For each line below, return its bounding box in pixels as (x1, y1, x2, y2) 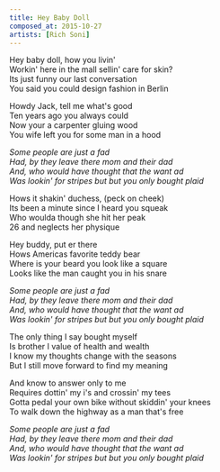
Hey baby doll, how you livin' (9, 55, 117, 66)
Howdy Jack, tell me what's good (9, 101, 133, 112)
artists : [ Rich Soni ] (9, 30, 91, 39)
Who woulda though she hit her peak (9, 213, 146, 223)
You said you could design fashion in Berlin (9, 83, 169, 95)
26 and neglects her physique (9, 222, 120, 232)
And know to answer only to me (9, 377, 127, 388)
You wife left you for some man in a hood (9, 130, 162, 141)
